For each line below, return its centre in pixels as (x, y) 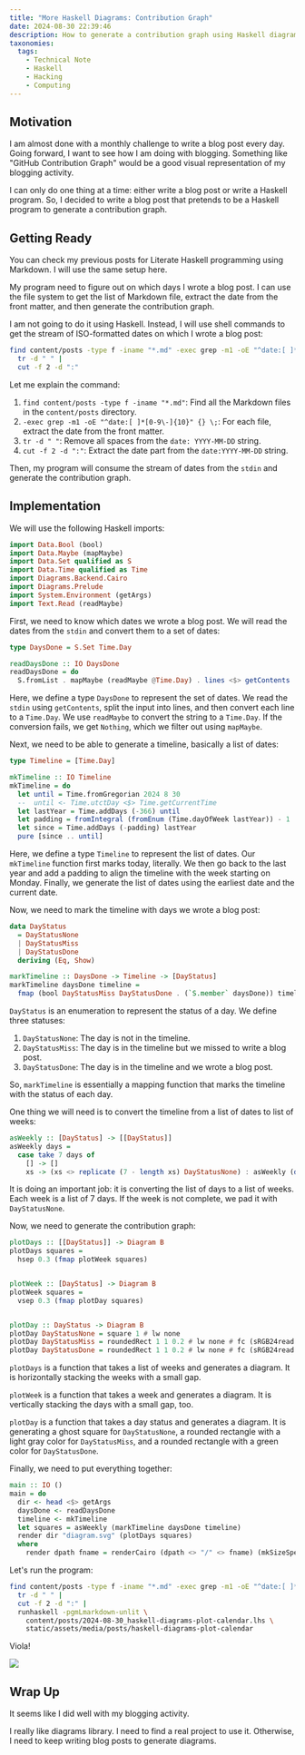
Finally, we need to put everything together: (91, 1469)
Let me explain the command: (65, 384)
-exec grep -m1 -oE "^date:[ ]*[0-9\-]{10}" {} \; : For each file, (147, 421)
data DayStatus (38, 927)
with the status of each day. (61, 1094)
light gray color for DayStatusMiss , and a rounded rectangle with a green (144, 1441)
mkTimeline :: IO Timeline (60, 778)
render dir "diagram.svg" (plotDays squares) (105, 1536)
